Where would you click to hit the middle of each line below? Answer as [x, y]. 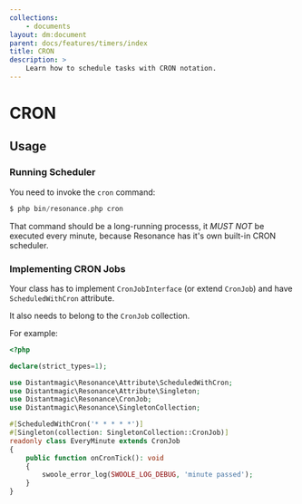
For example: [34, 333]
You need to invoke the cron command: [83, 192]
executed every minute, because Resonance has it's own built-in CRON [143, 236]
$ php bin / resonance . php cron [67, 208]
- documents [48, 26]
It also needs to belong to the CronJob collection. [100, 315]
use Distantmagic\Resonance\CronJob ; [81, 400]
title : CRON [32, 52]
